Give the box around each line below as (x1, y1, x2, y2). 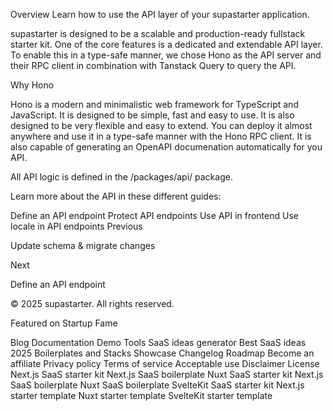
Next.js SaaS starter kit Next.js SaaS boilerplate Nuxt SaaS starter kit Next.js (10, 369, 324, 380)
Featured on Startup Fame (10, 317, 118, 329)
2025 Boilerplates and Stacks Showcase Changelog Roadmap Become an (10, 347, 315, 359)
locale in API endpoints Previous (10, 220, 143, 232)
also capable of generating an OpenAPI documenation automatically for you (10, 141, 323, 153)
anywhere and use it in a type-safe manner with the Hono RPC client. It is (10, 130, 312, 142)
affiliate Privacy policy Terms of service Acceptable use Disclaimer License (10, 358, 320, 369)
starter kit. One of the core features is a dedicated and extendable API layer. (10, 39, 323, 50)
